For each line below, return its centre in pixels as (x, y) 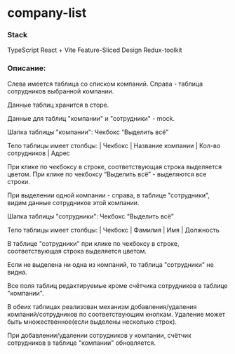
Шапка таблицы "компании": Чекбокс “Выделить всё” (88, 132)
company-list (47, 13)
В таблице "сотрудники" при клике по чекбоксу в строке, (94, 243)
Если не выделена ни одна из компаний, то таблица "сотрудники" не (110, 264)
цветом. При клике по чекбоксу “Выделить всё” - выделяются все (107, 174)
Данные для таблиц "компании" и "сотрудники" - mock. (91, 118)
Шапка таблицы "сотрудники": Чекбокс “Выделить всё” (90, 216)
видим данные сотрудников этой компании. (73, 202)
